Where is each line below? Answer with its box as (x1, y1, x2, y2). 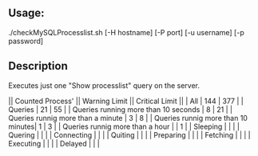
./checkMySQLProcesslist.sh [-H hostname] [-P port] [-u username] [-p (8, 27, 245, 37)
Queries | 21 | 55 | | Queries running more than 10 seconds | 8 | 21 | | (8, 104, 233, 114)
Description (8, 59, 68, 73)
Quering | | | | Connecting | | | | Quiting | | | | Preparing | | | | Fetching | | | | (8, 130, 251, 139)
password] (8, 36, 44, 46)
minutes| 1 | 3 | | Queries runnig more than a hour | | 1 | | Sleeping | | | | (8, 122, 240, 131)
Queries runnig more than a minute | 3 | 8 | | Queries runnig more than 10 (8, 113, 248, 122)
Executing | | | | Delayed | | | (8, 138, 100, 148)
